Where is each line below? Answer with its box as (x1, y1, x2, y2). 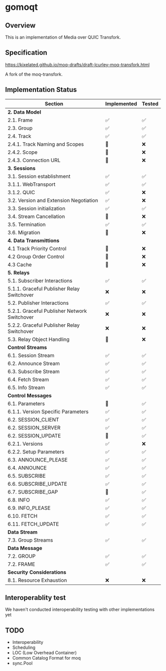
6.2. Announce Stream (7, 360, 60, 367)
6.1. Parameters (7, 400, 45, 407)
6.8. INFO (7, 496, 30, 503)
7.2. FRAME (7, 560, 36, 567)
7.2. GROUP (7, 552, 36, 559)
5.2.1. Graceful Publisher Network (7, 307, 87, 314)
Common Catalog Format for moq (12, 655, 81, 661)
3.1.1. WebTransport (7, 181, 56, 188)
